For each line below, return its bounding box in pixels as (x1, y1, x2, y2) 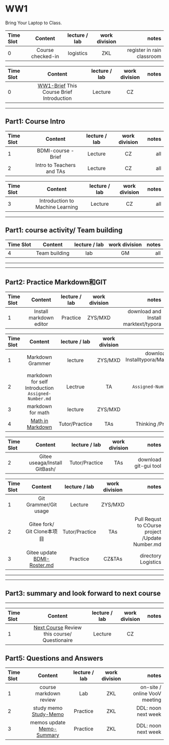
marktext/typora (123, 321, 161, 328)
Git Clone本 (25, 528, 53, 535)
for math (29, 409, 50, 416)
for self (31, 378, 48, 385)
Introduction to (39, 197, 74, 204)
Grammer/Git (26, 501, 57, 508)
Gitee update (26, 549, 57, 556)
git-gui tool (134, 463, 161, 470)
